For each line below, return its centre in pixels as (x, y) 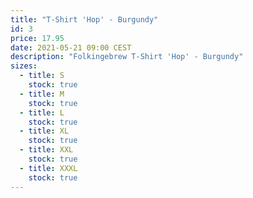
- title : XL (44, 131)
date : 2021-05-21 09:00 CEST (71, 47)
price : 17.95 (37, 38)
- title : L (42, 112)
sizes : (24, 66)
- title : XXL (46, 150)
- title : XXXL (48, 168)
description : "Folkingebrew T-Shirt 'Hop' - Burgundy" (127, 57)
